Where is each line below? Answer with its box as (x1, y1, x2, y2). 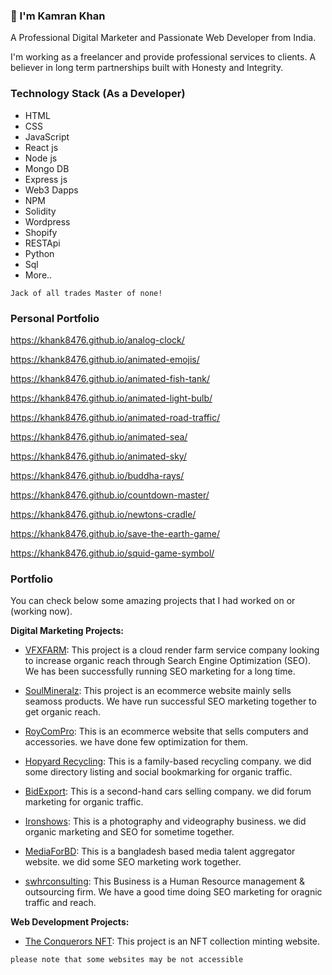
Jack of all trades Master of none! (10, 288, 163, 298)
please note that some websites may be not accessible (10, 955, 244, 965)
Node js (24, 152, 58, 164)
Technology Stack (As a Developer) (10, 87, 186, 101)
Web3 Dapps (24, 184, 79, 196)
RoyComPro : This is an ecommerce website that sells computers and (24, 725, 309, 738)
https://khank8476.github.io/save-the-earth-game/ (10, 527, 221, 539)
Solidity (24, 205, 57, 217)
